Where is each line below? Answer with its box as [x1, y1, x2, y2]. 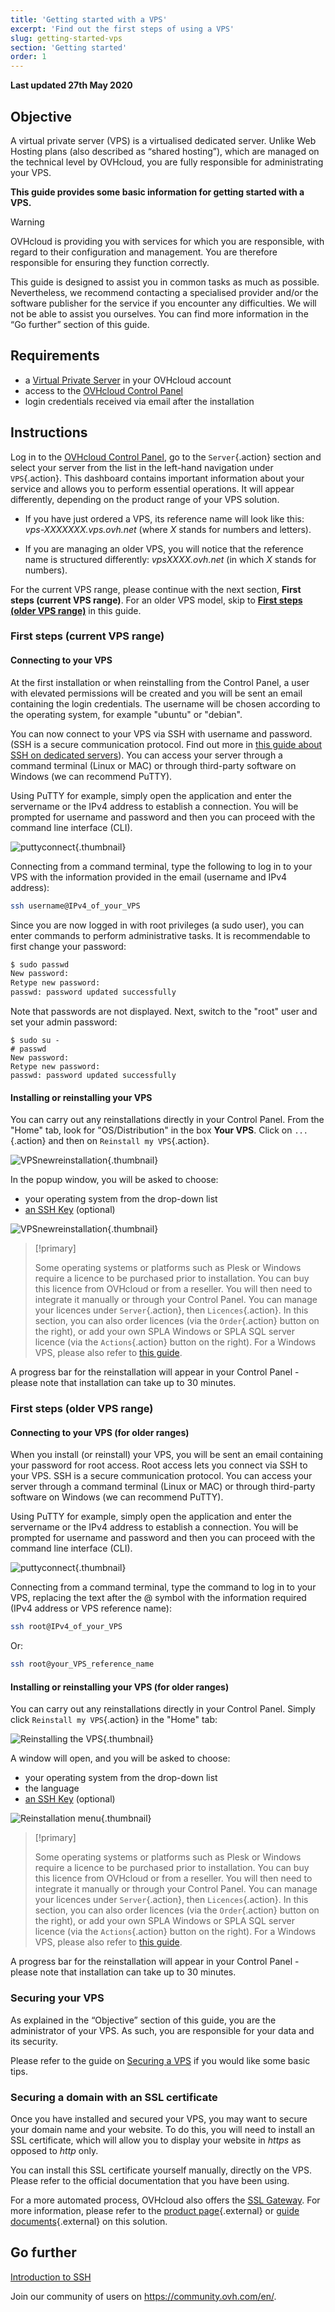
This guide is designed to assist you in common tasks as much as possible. [10, 276, 320, 288]
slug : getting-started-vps [10, 33, 123, 43]
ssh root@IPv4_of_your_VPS [10, 1622, 123, 1632]
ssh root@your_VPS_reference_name [10, 1659, 155, 1670]
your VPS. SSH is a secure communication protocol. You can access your [10, 1470, 313, 1482]
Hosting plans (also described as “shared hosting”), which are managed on [10, 145, 320, 157]
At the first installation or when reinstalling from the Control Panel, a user [10, 676, 310, 688]
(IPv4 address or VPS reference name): [10, 1602, 172, 1615]
